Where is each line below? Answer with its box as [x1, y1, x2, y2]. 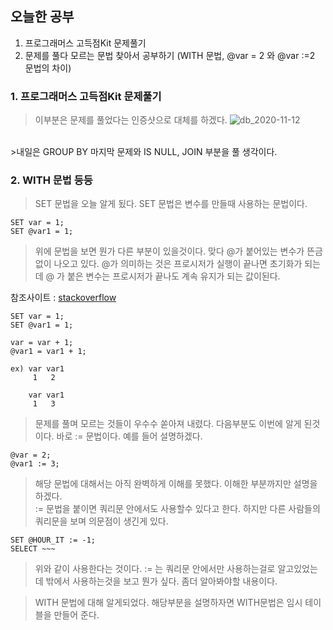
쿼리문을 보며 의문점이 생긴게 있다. [34, 515, 169, 527]
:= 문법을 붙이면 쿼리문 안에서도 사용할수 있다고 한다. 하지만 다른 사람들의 [34, 503, 321, 515]
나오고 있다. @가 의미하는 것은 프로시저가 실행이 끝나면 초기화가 [53, 258, 303, 270]
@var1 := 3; [10, 459, 60, 469]
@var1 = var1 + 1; [10, 347, 87, 357]
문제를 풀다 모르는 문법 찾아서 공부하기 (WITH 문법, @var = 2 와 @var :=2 [24, 49, 316, 61]
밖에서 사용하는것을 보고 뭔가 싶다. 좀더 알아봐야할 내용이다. [45, 575, 278, 587]
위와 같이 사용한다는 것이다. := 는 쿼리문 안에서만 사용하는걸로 [34, 563, 276, 575]
